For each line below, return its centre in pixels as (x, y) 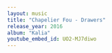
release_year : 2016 (35, 26)
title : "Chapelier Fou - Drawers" (57, 20)
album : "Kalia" (29, 33)
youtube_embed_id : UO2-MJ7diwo (52, 39)
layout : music (27, 13)
